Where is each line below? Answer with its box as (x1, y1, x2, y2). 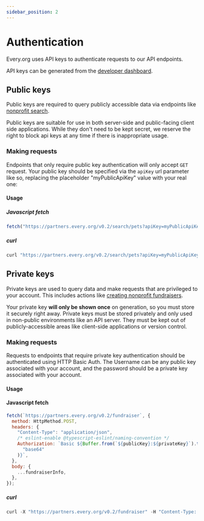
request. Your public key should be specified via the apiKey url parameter (6, 167, 189, 175)
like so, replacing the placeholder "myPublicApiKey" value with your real (6, 174, 187, 181)
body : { (12, 463, 32, 469)
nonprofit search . (6, 107, 50, 114)
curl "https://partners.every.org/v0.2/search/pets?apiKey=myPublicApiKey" (6, 252, 202, 259)
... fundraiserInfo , (17, 469, 67, 475)
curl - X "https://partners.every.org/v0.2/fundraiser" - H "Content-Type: (6, 509, 197, 515)
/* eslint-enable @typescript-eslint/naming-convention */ (17, 435, 170, 441)
